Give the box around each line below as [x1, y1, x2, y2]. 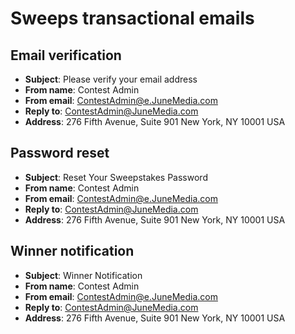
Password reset [10, 145, 110, 162]
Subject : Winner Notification [24, 269, 143, 281]
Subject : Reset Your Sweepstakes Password [24, 171, 208, 183]
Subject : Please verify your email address [24, 73, 198, 85]
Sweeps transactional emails [10, 7, 255, 30]
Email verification [10, 47, 122, 64]
